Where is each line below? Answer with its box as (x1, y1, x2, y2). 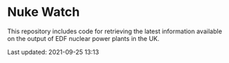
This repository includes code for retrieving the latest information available (7, 27, 223, 35)
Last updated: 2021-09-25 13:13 (7, 48, 99, 56)
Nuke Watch (7, 4, 81, 20)
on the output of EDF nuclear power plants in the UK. (7, 34, 160, 42)
